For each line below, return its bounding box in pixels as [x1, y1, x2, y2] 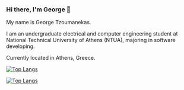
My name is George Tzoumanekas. [6, 19, 91, 26]
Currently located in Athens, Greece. [6, 54, 96, 62]
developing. [6, 43, 35, 50]
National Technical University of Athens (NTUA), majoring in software [6, 37, 176, 44]
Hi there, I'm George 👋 [6, 5, 71, 14]
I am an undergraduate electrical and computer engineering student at [6, 30, 178, 37]
